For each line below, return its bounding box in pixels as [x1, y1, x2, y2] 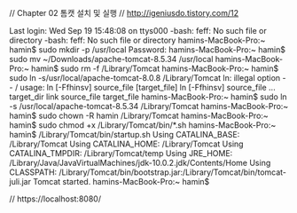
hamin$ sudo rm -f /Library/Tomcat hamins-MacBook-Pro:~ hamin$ [30, 63, 279, 74]
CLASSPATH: [9, 167, 58, 177]
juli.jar [9, 177, 32, 186]
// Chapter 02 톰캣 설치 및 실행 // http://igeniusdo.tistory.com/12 [9, 8, 239, 18]
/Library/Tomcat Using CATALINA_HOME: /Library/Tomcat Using [9, 138, 244, 149]
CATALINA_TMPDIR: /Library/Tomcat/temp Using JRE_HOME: [9, 148, 233, 158]
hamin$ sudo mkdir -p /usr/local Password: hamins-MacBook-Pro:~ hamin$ [9, 44, 286, 55]
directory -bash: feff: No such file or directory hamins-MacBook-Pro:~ [9, 35, 266, 45]
